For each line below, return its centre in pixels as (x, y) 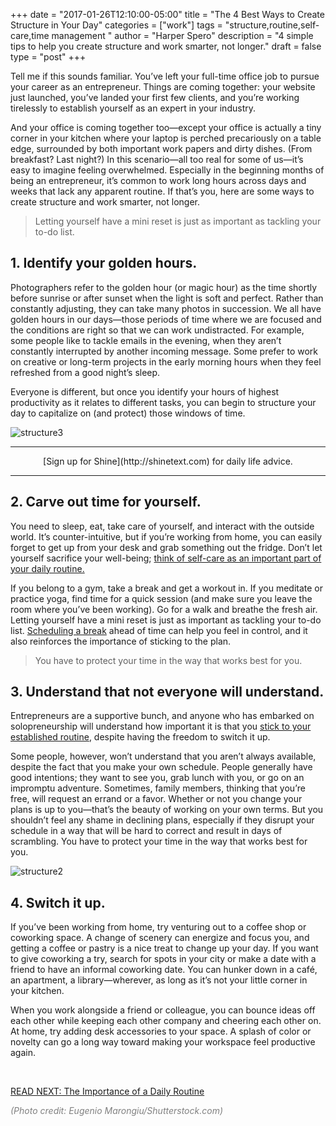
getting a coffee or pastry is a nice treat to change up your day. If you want (164, 948)
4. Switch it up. (58, 902)
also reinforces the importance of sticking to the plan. (121, 641)
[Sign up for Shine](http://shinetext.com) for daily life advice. (168, 461)
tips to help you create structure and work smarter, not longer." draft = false (166, 46)
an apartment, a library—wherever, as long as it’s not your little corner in (159, 980)
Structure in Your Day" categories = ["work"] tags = (116, 25)
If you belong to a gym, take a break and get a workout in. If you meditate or (167, 588)
